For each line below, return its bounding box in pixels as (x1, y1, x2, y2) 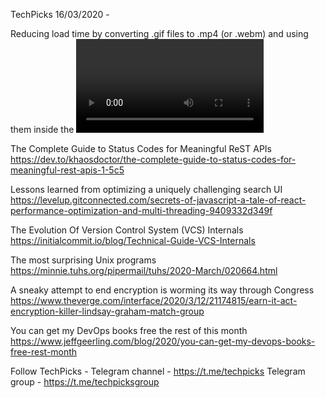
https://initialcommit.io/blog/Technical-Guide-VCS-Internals (10, 235, 256, 246)
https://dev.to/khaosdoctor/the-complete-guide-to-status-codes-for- (10, 154, 297, 165)
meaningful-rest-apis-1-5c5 (10, 164, 125, 176)
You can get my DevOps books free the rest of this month (10, 325, 248, 336)
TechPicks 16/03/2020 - (10, 9, 110, 20)
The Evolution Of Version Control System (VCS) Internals (10, 224, 244, 236)
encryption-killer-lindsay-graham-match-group (10, 305, 205, 317)
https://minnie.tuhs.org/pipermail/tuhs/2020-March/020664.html (10, 265, 278, 276)
